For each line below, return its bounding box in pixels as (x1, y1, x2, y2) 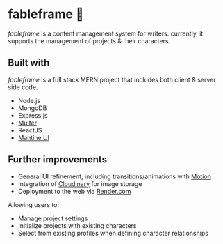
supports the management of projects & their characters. (8, 36, 171, 45)
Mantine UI (17, 133, 50, 142)
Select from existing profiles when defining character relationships (17, 229, 209, 237)
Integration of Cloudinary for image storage (17, 179, 142, 188)
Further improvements (8, 153, 107, 166)
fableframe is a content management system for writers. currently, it (8, 29, 204, 38)
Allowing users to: (8, 200, 60, 208)
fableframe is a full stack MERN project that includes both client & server (8, 75, 216, 84)
